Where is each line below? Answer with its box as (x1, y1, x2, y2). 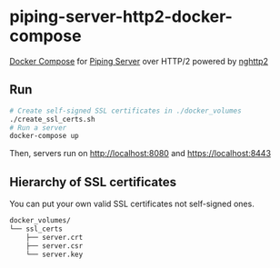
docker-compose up (9, 132, 79, 141)
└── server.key (25, 250, 84, 259)
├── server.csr (25, 241, 84, 251)
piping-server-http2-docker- (9, 6, 234, 27)
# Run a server (9, 123, 67, 133)
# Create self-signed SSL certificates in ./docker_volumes (9, 106, 243, 115)
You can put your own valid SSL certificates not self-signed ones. (9, 198, 255, 210)
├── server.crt (25, 233, 84, 242)
